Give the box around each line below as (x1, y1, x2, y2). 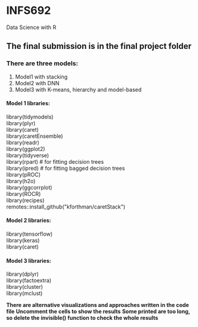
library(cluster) (6, 283, 43, 291)
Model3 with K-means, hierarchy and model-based (14, 86, 142, 93)
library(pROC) (6, 170, 41, 178)
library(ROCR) (6, 190, 41, 197)
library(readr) (6, 138, 40, 146)
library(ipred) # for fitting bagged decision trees (6, 164, 126, 172)
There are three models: (6, 59, 78, 68)
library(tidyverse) (6, 152, 49, 159)
